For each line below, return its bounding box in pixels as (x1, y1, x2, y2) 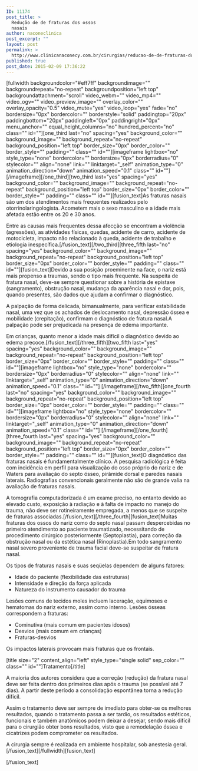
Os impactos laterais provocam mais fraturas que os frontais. (6, 646, 154, 653)
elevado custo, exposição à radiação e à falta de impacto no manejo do (6, 501, 180, 508)
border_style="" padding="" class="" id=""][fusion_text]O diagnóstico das (6, 452, 187, 459)
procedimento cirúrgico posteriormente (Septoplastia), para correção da (6, 532, 182, 539)
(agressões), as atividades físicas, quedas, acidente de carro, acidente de (6, 229, 186, 236)
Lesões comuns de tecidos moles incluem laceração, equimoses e (6, 597, 168, 604)
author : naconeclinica (6, 31, 62, 37)
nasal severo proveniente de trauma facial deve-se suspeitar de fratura (6, 544, 179, 551)
